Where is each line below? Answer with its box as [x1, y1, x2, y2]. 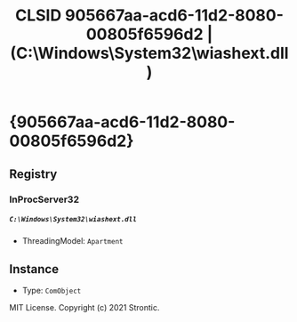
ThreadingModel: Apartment [21, 236, 124, 246]
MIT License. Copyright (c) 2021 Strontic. [9, 302, 160, 313]
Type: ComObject [21, 286, 82, 296]
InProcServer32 [9, 193, 80, 205]
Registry [9, 166, 58, 181]
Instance [9, 262, 60, 277]
